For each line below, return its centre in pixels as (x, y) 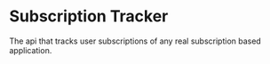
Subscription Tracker (89, 16)
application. (31, 50)
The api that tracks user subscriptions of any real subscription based (135, 41)
